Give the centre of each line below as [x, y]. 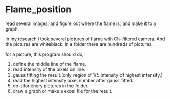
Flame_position [39, 9]
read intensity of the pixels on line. [49, 69]
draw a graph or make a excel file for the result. [63, 91]
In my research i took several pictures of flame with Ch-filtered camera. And [85, 39]
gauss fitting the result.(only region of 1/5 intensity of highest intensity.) [88, 75]
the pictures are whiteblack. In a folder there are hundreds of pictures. [79, 44]
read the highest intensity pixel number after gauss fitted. [73, 80]
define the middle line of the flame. [50, 64]
